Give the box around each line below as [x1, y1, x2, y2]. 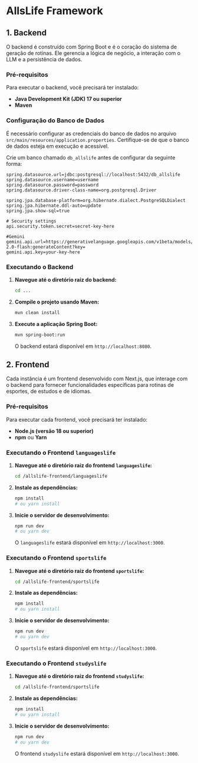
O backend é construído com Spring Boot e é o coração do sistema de [6, 43, 177, 50]
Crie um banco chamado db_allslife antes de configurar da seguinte [6, 154, 176, 161]
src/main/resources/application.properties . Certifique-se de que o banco [6, 136, 190, 143]
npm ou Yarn [14, 433, 47, 441]
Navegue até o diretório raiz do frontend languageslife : [14, 462, 152, 469]
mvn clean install [14, 309, 60, 315]
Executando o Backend [6, 263, 74, 271]
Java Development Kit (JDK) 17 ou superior [14, 96, 123, 103]
